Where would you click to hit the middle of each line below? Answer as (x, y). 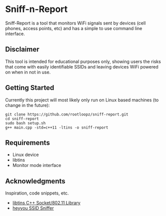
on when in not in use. (28, 72)
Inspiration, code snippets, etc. (37, 193)
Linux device (25, 155)
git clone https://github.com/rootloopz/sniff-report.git (67, 114)
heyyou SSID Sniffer (33, 208)
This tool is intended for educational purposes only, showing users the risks (83, 61)
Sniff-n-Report (36, 9)
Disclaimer (22, 49)
